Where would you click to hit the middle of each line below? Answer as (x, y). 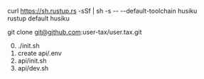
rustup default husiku (38, 18)
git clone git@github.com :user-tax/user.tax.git (75, 32)
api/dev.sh (33, 68)
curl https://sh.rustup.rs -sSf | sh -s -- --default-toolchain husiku (102, 11)
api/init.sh (32, 61)
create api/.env (39, 53)
